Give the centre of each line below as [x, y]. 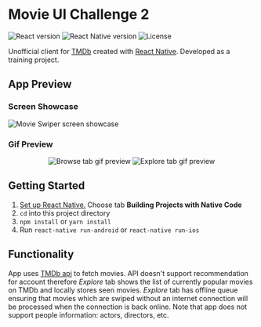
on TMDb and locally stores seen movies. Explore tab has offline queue [123, 290]
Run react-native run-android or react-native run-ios [109, 230]
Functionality [41, 254]
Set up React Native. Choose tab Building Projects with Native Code [130, 205]
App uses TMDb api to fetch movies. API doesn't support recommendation [129, 273]
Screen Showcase [43, 107]
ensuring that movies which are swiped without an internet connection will [128, 298]
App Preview [40, 84]
